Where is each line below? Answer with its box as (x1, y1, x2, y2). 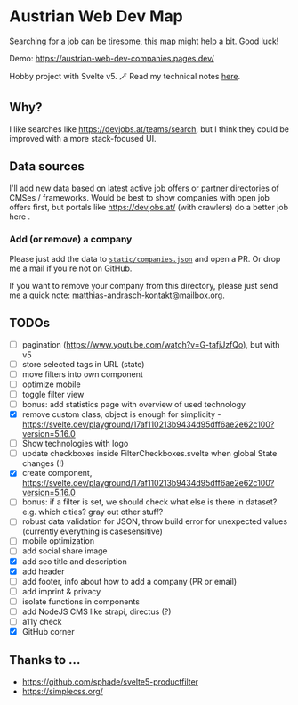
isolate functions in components (21, 595, 141, 607)
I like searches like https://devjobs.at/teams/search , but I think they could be (9, 123, 289, 135)
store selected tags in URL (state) (21, 358, 145, 369)
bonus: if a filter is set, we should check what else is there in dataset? (21, 496, 278, 507)
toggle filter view (21, 389, 85, 399)
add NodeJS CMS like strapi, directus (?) (21, 606, 172, 617)
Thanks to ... (9, 652, 81, 668)
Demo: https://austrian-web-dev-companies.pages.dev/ (9, 53, 215, 63)
